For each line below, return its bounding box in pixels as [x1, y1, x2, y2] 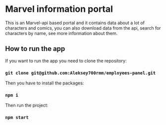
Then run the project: [5, 102, 49, 108]
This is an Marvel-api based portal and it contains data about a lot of [5, 20, 145, 26]
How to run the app [5, 44, 65, 53]
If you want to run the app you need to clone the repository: [5, 58, 127, 64]
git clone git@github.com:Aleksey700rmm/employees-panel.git [5, 70, 156, 76]
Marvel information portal [5, 3, 113, 15]
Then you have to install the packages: [5, 80, 84, 86]
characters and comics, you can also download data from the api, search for [5, 25, 161, 31]
